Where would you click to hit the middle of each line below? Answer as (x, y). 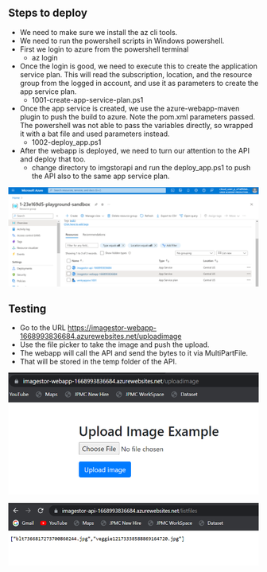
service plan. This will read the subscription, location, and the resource (136, 74)
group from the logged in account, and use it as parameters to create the (139, 83)
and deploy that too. (52, 159)
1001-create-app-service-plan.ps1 (87, 99)
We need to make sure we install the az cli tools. (99, 32)
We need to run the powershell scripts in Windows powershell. (122, 41)
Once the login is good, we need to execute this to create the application (139, 66)
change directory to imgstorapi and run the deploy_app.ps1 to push (141, 167)
